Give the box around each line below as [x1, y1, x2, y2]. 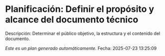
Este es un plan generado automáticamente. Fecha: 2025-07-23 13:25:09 [5, 45, 157, 51]
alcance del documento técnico [5, 14, 139, 25]
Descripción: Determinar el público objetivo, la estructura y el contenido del [5, 30, 161, 36]
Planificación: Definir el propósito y [5, 3, 155, 15]
